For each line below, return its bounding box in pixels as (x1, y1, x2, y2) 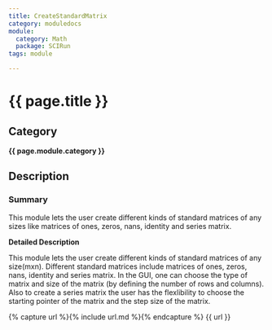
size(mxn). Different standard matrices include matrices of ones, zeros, (8, 262, 248, 271)
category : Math (15, 34, 68, 43)
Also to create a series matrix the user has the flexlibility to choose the (8, 287, 245, 297)
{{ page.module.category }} (8, 146, 106, 156)
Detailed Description (8, 237, 80, 247)
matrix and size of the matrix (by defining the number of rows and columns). (8, 279, 265, 288)
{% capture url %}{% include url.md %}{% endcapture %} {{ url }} (8, 311, 231, 322)
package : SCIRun (15, 42, 71, 51)
